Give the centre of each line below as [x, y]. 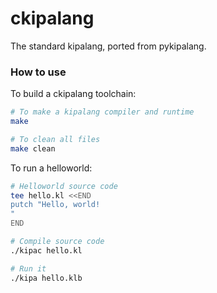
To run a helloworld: [51, 168]
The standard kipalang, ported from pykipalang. [108, 46]
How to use [38, 72]
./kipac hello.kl [46, 250]
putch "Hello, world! [55, 205]
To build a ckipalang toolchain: [73, 94]
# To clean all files [55, 139]
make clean [33, 148]
